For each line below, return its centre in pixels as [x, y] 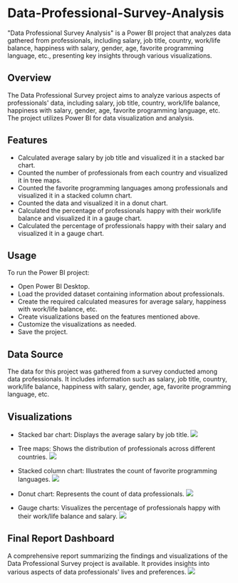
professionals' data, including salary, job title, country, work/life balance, [114, 103]
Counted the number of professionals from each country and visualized [123, 172]
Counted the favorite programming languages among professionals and [123, 187]
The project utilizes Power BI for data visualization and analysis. [101, 118]
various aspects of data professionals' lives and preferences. [97, 572]
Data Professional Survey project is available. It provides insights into [109, 563]
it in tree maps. [40, 180]
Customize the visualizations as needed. [77, 324]
